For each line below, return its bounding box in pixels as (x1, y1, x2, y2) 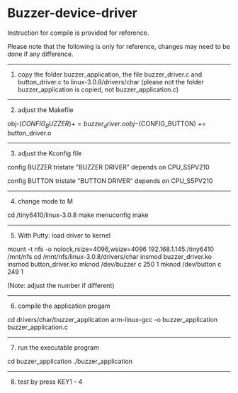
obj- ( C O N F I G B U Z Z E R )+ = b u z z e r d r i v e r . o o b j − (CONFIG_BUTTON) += (7, 119, 207, 129)
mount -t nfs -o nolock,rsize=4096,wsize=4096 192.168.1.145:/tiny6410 (7, 245, 215, 253)
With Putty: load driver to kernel (17, 231, 111, 239)
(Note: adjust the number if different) (7, 281, 115, 289)
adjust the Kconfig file (17, 149, 82, 157)
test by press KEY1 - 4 (17, 377, 83, 386)
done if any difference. (7, 50, 74, 58)
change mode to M (17, 196, 73, 205)
